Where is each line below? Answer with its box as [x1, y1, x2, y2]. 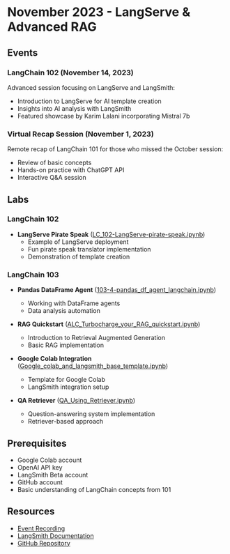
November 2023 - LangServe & [7, 4, 190, 20]
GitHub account [17, 478, 63, 486]
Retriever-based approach [27, 417, 104, 426]
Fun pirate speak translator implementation [27, 245, 151, 253]
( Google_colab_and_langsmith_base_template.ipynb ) [17, 362, 169, 370]
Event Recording [17, 524, 65, 532]
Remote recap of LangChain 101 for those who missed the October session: [7, 145, 224, 153]
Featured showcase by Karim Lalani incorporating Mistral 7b [17, 111, 190, 120]
